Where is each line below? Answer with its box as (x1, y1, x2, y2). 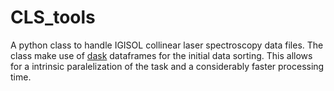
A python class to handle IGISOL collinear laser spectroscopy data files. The (10, 39, 324, 51)
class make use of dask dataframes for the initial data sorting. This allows (10, 49, 313, 61)
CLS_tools (10, 6, 96, 29)
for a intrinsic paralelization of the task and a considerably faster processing (10, 60, 325, 72)
